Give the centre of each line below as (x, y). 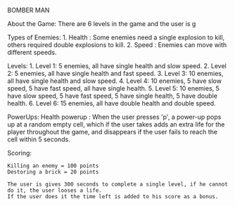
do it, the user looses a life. (55, 191)
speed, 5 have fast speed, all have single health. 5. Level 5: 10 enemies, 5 (114, 88)
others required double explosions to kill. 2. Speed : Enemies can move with (117, 45)
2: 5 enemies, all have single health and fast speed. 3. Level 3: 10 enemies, (115, 73)
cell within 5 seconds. (39, 139)
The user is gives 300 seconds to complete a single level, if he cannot (118, 184)
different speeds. (32, 52)
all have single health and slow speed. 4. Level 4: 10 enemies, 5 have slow (114, 81)
